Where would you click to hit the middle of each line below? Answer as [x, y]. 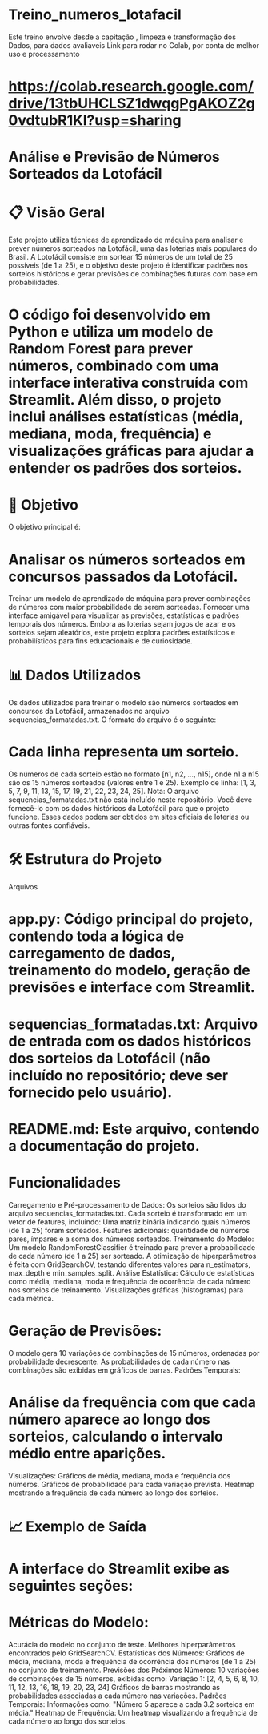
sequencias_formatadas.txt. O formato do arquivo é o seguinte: [112, 720]
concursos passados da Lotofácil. [123, 577]
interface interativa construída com [128, 383]
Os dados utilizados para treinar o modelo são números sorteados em [123, 703]
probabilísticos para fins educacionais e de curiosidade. [101, 641]
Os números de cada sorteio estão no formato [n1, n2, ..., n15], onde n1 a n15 [134, 774]
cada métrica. [31, 1298]
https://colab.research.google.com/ [131, 87]
